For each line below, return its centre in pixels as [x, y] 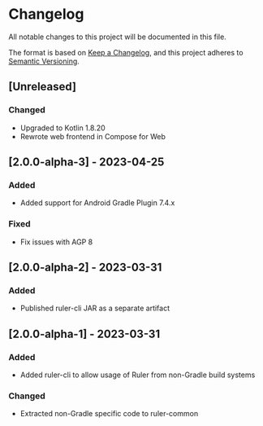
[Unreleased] [43, 87]
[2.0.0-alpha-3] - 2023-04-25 [86, 162]
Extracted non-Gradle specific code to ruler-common [109, 414]
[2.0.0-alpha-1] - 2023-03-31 [84, 334]
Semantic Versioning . [44, 61]
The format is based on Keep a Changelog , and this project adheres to [126, 52]
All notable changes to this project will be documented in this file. [118, 37]
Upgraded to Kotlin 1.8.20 [63, 128]
